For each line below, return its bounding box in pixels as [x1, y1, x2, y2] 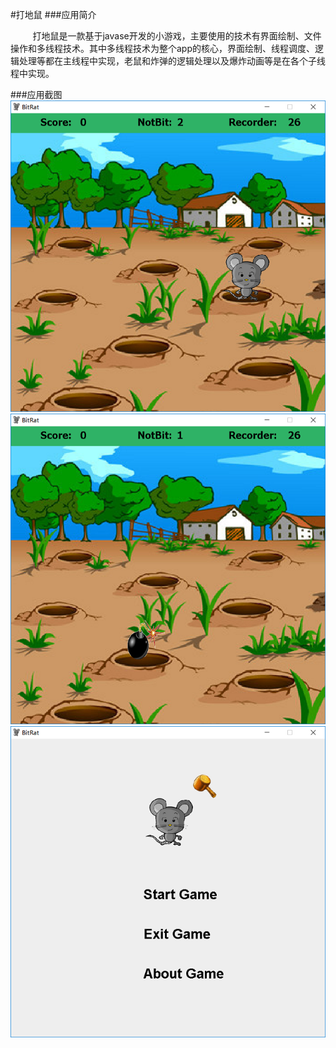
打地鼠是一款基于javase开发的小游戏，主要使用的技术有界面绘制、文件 [32, 30, 322, 42]
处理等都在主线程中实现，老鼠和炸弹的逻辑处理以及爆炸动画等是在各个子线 [18, 55, 326, 67]
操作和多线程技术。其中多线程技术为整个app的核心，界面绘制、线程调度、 [10, 43, 316, 54]
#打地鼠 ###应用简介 [10, 9, 97, 20]
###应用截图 [10, 89, 63, 100]
